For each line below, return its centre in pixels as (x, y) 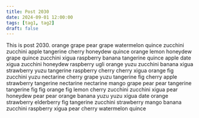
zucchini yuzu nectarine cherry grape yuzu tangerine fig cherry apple (92, 77)
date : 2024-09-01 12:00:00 (40, 17)
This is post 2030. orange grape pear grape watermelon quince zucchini (95, 45)
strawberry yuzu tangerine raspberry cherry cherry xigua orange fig (90, 71)
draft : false (22, 28)
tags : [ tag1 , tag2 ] (30, 23)
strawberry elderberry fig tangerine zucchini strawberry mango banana (94, 103)
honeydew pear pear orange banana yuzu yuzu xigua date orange (87, 96)
